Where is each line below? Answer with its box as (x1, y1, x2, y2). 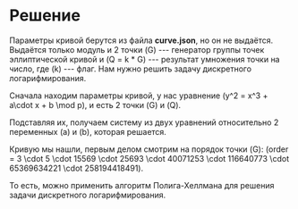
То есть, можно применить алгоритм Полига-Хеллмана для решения (9, 180, 275, 190)
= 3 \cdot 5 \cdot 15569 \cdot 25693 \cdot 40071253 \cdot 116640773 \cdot (9, 153, 289, 163)
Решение (9, 5, 81, 26)
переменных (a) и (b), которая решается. (9, 126, 167, 137)
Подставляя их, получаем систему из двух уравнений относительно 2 (9, 117, 279, 128)
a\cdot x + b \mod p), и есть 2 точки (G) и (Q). (9, 99, 182, 110)
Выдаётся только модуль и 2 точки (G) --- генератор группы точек (9, 44, 265, 54)
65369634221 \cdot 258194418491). (9, 163, 144, 173)
